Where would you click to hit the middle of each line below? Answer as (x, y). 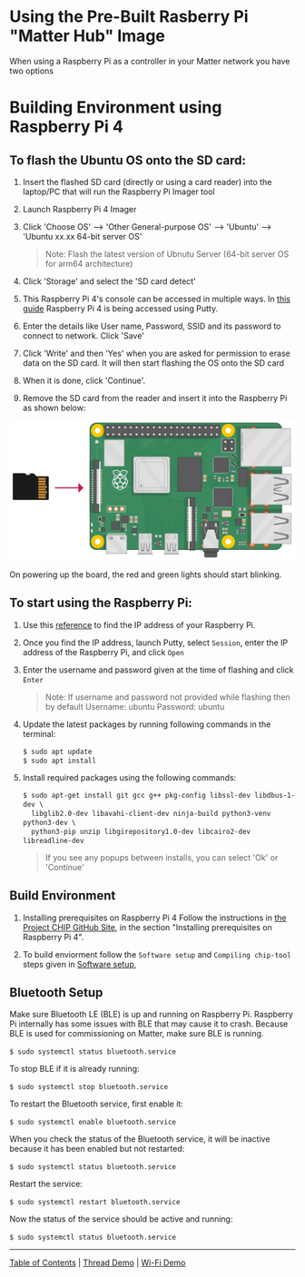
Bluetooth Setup (56, 992)
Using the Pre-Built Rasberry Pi (129, 17)
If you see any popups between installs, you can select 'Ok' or (162, 857)
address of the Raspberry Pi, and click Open (103, 652)
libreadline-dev (53, 840)
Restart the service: (46, 1184)
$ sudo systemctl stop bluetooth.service (89, 1087)
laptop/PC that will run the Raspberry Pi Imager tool (118, 192)
